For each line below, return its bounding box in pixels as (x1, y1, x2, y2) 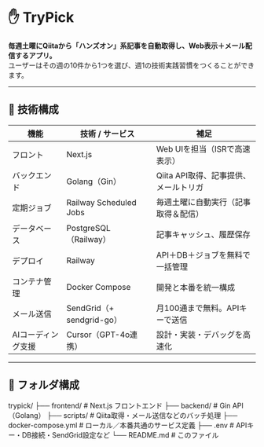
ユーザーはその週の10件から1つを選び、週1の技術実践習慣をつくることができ (8, 60, 255, 70)
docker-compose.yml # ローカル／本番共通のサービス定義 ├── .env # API (8, 420, 247, 430)
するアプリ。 (14, 50, 57, 60)
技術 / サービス (79, 128, 135, 139)
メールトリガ (156, 181, 204, 192)
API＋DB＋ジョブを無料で (156, 249, 251, 260)
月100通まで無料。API (156, 302, 240, 313)
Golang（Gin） (66, 176, 122, 187)
